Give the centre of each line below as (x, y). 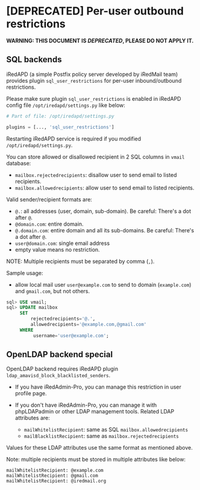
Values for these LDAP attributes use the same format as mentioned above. (99, 448)
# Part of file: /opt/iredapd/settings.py (60, 116)
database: (19, 163)
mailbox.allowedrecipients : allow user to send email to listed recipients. (105, 188)
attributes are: (32, 418)
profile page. (31, 393)
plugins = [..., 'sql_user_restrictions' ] (60, 127)
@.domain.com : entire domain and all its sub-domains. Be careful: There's (105, 230)
